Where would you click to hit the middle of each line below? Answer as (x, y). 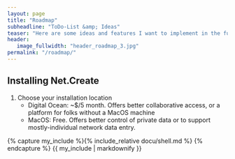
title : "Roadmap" (33, 20)
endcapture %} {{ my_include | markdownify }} (74, 148)
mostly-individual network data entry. (81, 127)
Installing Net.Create (53, 81)
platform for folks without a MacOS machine (91, 112)
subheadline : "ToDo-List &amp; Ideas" (64, 26)
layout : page (26, 14)
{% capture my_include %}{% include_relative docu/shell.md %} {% (105, 141)
